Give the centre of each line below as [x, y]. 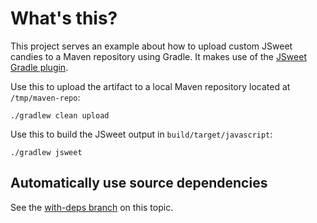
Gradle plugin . [39, 67]
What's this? [64, 18]
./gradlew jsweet [46, 152]
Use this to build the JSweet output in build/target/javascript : [141, 134]
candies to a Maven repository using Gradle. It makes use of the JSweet [158, 56]
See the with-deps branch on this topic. [92, 207]
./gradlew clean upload [60, 115]
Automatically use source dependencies [139, 183]
